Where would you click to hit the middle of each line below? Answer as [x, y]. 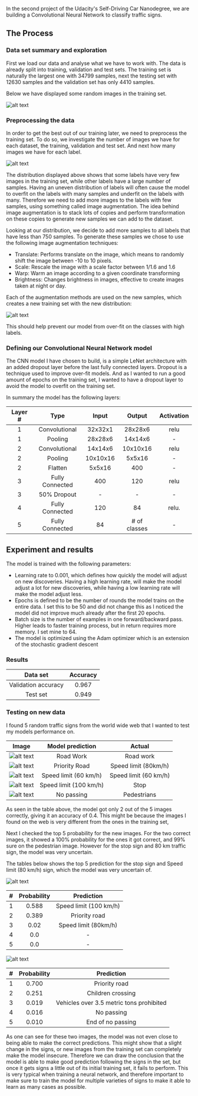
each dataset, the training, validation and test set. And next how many [91, 146]
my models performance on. [41, 731]
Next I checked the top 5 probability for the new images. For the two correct [98, 833]
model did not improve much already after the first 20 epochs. [90, 613]
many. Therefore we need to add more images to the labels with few [89, 200]
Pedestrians [140, 794]
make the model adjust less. [49, 594]
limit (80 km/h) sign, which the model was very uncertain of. [79, 869]
